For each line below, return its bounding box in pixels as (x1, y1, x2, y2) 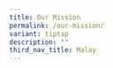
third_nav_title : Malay (9, 46, 97, 55)
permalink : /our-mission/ (9, 21, 104, 30)
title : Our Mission (9, 12, 81, 22)
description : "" (9, 37, 69, 47)
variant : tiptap (9, 29, 69, 38)
